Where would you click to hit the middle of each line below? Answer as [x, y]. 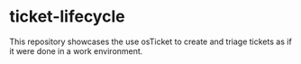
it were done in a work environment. [76, 50]
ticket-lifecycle [67, 17]
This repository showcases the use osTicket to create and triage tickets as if [151, 41]
